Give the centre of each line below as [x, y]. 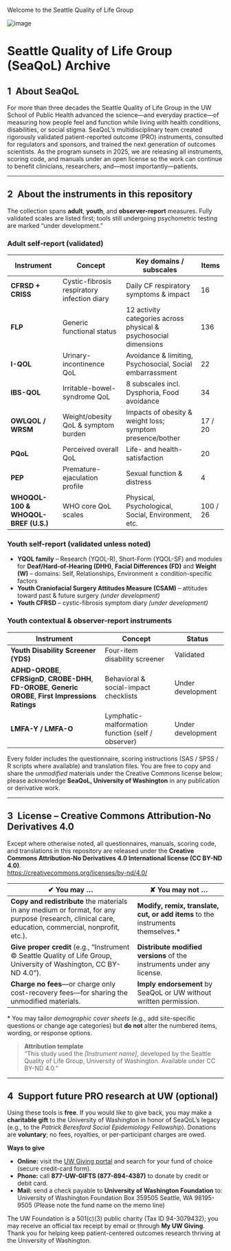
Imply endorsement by [175, 984]
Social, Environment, [159, 515]
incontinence [84, 364]
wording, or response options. [50, 1033]
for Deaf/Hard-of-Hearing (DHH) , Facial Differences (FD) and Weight [117, 566]
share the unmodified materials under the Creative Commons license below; [115, 773]
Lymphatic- [124, 716]
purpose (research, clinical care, [63, 918]
